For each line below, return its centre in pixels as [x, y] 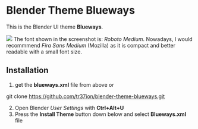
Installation [27, 70]
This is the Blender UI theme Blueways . [55, 27]
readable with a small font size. [44, 52]
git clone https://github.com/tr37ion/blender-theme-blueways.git [86, 96]
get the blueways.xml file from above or [64, 84]
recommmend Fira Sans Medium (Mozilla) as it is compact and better [91, 45]
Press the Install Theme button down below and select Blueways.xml [100, 114]
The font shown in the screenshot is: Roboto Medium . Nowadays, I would [103, 39]
